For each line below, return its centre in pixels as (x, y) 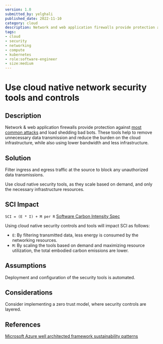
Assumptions (26, 266)
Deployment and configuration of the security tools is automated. (70, 277)
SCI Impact (22, 205)
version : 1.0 (18, 9)
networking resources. (34, 240)
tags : (10, 32)
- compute (15, 50)
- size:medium (19, 63)
